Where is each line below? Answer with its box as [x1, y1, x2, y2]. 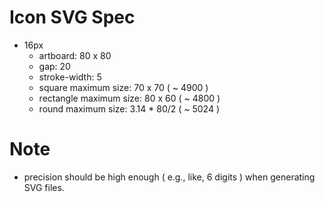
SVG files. [23, 181, 65, 193]
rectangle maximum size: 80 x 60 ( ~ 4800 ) [38, 92, 221, 104]
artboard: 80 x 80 [38, 49, 112, 61]
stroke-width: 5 [38, 71, 102, 83]
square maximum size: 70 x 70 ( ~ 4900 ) [38, 81, 209, 93]
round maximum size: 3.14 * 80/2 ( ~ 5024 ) [38, 102, 221, 115]
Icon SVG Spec [9, 6, 136, 29]
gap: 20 [38, 60, 71, 72]
